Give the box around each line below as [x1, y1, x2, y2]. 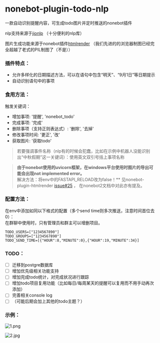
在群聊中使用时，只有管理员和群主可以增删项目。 [5, 219, 102, 226]
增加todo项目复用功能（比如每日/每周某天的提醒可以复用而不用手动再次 [12, 280, 154, 286]
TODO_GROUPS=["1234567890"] [5, 234, 62, 238]
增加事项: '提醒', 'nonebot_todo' [12, 113, 75, 119]
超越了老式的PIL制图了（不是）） [9, 47, 73, 52]
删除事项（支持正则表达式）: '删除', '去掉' [12, 125, 94, 131]
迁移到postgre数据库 [12, 262, 53, 268]
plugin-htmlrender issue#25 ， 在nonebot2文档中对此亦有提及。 [16, 183, 145, 188]
